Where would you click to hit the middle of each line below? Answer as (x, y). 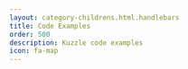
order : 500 (30, 34)
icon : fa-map (34, 51)
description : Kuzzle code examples (76, 43)
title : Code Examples (50, 26)
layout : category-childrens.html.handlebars (94, 17)
